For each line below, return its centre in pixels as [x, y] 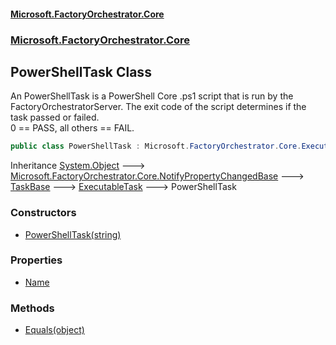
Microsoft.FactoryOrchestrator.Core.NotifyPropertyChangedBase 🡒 [157, 176]
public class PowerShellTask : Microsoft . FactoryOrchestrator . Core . [156, 146]
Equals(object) [54, 330]
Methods [32, 308]
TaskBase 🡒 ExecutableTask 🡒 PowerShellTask [123, 187]
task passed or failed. [55, 117]
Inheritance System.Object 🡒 [78, 166]
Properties [36, 260]
